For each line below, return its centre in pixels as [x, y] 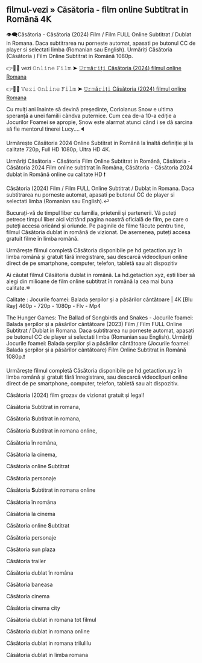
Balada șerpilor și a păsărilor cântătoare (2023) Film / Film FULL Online [94, 324]
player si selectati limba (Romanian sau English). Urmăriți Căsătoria [90, 49]
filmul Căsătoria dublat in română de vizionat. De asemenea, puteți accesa [99, 232]
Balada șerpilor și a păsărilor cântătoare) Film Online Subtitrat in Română [96, 350]
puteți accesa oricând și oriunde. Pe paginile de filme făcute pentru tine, [96, 226]
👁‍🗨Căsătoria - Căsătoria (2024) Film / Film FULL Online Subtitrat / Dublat [99, 34]
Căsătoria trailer [26, 561]
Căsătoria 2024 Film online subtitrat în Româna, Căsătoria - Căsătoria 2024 [99, 167]
